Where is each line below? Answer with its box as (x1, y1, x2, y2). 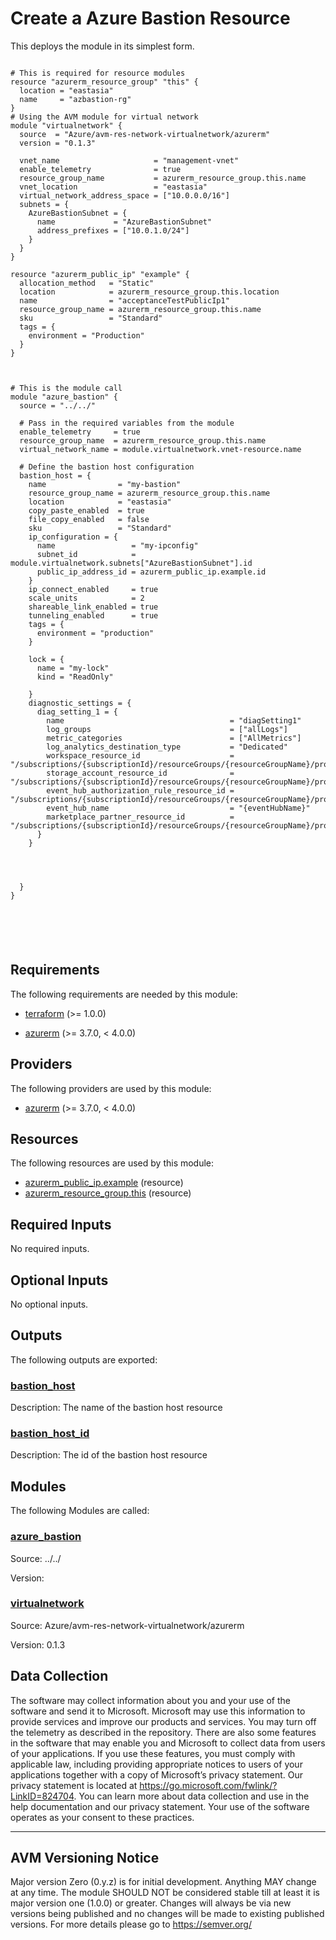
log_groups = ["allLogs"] (46, 724, 288, 734)
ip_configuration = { (28, 532, 118, 542)
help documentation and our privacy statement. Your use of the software (10, 1800, 310, 1812)
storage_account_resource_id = (46, 768, 235, 778)
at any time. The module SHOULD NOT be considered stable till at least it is (10, 1887, 320, 1899)
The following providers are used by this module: (10, 1082, 212, 1094)
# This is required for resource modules (10, 68, 186, 78)
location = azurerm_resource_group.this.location (19, 287, 280, 297)
